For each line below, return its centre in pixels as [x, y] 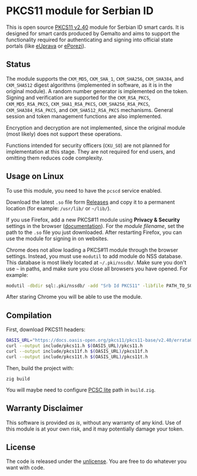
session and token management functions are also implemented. [84, 116]
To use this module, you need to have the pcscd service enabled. [84, 190]
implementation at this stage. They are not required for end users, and [91, 151]
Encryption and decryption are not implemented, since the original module [96, 127]
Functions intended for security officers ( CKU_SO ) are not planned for [88, 145]
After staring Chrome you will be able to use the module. [74, 297]
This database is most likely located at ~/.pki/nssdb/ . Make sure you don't [96, 262]
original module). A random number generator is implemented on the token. [97, 91]
